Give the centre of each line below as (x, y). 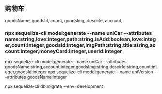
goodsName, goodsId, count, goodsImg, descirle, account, (64, 20)
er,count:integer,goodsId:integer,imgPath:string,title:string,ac (81, 45)
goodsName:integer (47, 77)
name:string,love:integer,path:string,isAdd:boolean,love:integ (81, 39)
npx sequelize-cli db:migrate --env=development (54, 86)
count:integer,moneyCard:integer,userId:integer (64, 51)
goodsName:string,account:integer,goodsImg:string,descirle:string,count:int (81, 67)
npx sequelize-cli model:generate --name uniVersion (101, 72)
